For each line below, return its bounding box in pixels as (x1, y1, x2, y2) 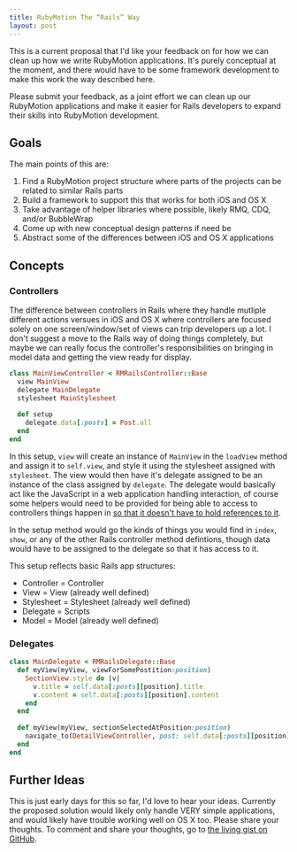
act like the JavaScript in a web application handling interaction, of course (9, 488, 278, 499)
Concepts (9, 258, 65, 273)
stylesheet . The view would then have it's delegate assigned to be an (9, 469, 263, 480)
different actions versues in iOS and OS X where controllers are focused (9, 314, 271, 324)
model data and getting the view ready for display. (9, 352, 193, 362)
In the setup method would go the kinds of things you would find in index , (9, 524, 277, 535)
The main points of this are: (9, 159, 109, 169)
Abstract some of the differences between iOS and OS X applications (21, 232, 274, 244)
